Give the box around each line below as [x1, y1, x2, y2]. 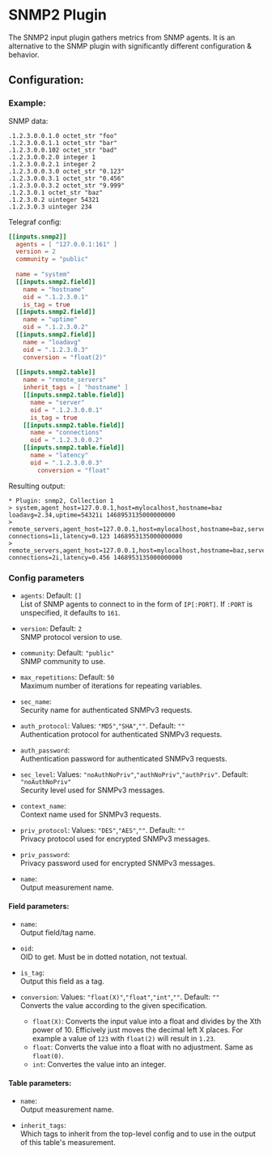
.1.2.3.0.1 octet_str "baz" [8, 188, 104, 196]
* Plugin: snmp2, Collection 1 [8, 496, 114, 504]
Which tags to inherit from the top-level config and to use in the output [19, 1129, 257, 1139]
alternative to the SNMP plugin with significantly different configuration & [8, 41, 253, 50]
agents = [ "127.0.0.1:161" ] [15, 240, 117, 248]
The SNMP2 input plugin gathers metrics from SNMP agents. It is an [8, 32, 236, 42]
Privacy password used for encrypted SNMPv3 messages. [19, 858, 216, 868]
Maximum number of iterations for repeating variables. [19, 680, 202, 690]
